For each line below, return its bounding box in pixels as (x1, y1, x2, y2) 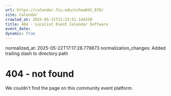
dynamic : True (5, 31, 36, 36)
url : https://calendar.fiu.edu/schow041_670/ (5, 7, 104, 13)
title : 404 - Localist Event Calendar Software (5, 21, 109, 27)
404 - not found (5, 68, 74, 80)
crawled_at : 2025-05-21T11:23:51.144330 (5, 17, 93, 22)
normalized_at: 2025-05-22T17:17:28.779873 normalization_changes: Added (5, 45, 166, 51)
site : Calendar (5, 12, 38, 17)
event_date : (5, 26, 31, 31)
